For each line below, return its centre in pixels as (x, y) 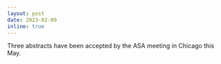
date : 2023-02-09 (32, 20)
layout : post (26, 13)
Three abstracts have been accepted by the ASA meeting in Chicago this (111, 46)
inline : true (26, 26)
